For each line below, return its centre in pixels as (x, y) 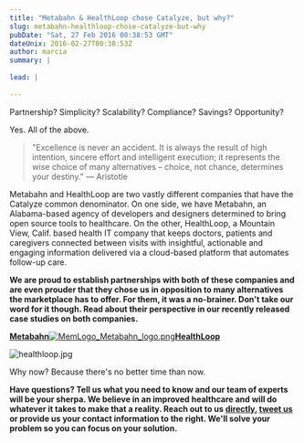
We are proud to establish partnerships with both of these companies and (152, 280)
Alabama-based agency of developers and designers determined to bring (148, 213)
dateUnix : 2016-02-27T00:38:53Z (71, 43)
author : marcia (38, 52)
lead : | (24, 78)
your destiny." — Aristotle (79, 176)
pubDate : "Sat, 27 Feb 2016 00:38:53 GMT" (91, 35)
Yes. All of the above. (49, 130)
